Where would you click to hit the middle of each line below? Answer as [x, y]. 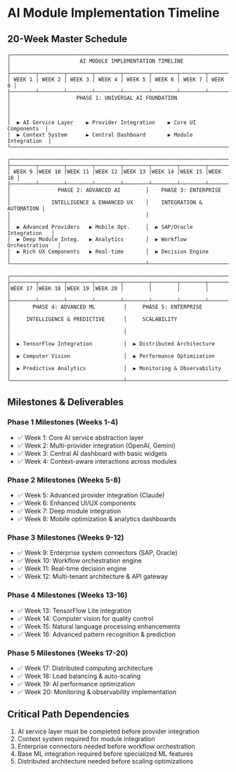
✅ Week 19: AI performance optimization [76, 683]
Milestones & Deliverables [66, 402]
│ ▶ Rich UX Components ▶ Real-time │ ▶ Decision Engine [108, 251]
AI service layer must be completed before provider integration [109, 731]
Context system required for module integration [86, 738]
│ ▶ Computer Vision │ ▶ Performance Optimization [111, 356]
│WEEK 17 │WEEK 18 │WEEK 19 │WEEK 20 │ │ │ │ [108, 289]
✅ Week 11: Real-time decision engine [72, 569]
